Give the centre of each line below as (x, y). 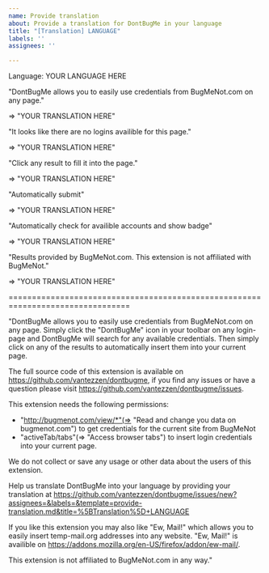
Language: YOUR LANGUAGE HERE (67, 76)
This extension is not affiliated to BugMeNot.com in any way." (110, 560)
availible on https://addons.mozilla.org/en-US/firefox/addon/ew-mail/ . (124, 545)
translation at (30, 494)
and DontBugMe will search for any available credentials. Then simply (143, 339)
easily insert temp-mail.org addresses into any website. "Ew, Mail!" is (123, 536)
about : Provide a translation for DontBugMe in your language (115, 23)
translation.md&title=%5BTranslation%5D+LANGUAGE (99, 511)
